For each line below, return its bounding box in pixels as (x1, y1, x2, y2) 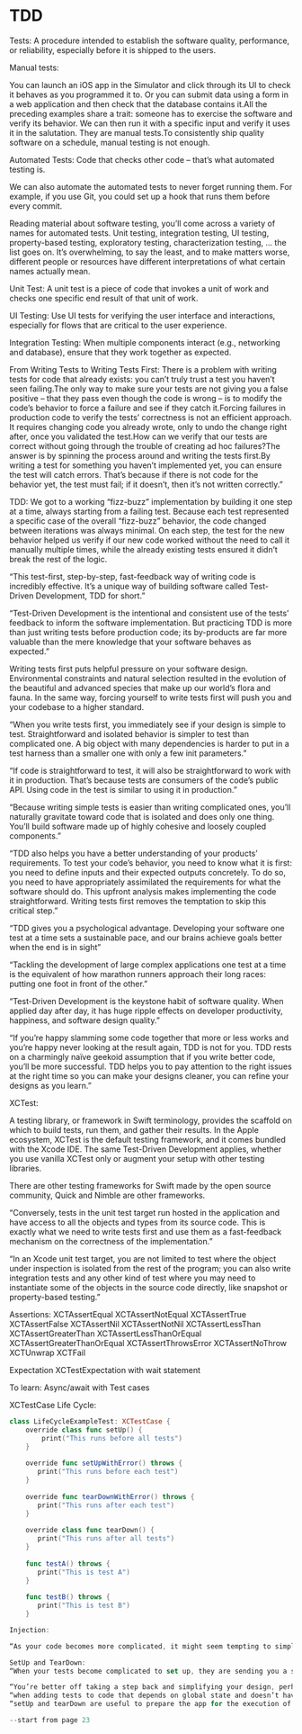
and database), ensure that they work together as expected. (9, 346, 232, 357)
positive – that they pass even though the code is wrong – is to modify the (9, 392, 283, 403)
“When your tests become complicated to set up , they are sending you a (9, 1667, 288, 1676)
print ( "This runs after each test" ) (37, 1500, 175, 1510)
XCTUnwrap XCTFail (9, 1347, 86, 1358)
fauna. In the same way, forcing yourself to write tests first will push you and (9, 692, 292, 703)
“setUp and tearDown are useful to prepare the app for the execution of (9, 1700, 292, 1709)
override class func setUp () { (25, 1425, 143, 1434)
